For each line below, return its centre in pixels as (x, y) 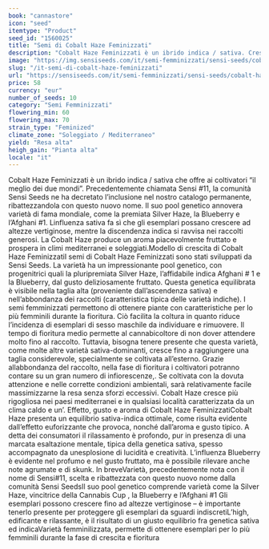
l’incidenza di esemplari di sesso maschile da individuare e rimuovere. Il (126, 325)
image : (19, 61)
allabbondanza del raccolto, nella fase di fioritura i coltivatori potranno (124, 367)
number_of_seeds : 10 (43, 98)
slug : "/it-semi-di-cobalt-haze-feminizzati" (85, 68)
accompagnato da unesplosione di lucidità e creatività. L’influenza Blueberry (134, 453)
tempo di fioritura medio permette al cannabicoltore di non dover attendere (132, 333)
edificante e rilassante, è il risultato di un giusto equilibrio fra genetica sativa (134, 521)
